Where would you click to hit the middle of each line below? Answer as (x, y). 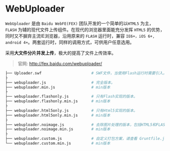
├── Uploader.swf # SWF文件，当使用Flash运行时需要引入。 (86, 73)
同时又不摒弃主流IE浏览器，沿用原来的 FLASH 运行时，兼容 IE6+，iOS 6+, (80, 36)
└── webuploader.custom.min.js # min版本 (58, 143)
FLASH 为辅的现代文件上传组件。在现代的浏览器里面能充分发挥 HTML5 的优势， (85, 29)
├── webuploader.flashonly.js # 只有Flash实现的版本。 (71, 97)
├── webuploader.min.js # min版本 (58, 87)
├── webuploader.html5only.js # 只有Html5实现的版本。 (71, 110)
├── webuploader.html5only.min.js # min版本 (58, 115)
